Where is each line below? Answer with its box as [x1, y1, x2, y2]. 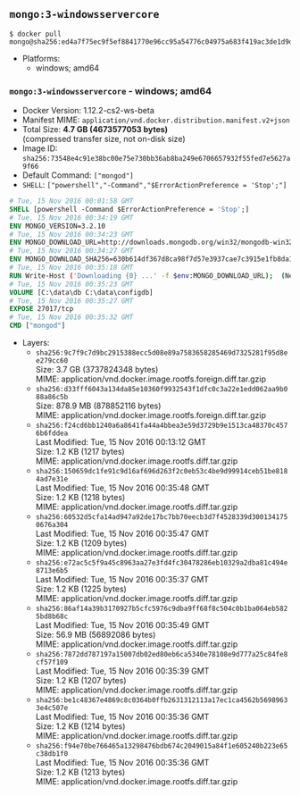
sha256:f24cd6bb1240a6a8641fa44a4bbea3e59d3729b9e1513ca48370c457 [35, 421, 288, 431]
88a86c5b [35, 393, 69, 402]
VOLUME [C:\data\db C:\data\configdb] [9, 288, 154, 297]
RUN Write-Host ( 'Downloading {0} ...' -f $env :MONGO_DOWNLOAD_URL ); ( [9, 271, 286, 281]
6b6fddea [35, 429, 69, 438]
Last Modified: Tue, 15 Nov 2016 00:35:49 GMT [35, 620, 210, 631]
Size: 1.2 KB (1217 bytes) [35, 447, 125, 457]
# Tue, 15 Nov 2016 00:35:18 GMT [9, 264, 134, 272]
